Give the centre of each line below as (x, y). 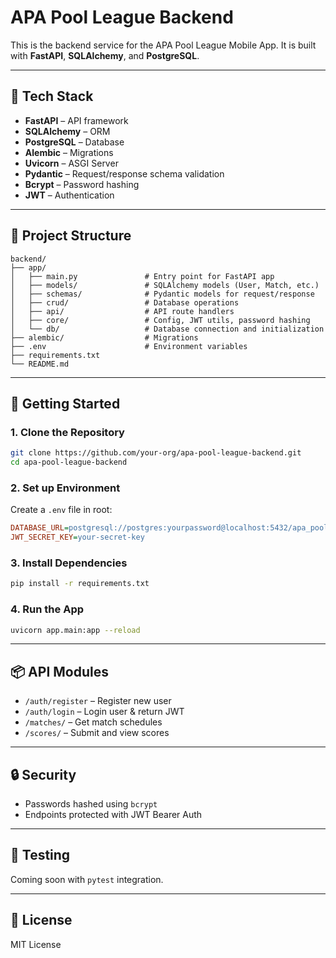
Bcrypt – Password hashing (82, 184)
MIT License (36, 944)
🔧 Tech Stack (52, 96)
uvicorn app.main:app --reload (75, 630)
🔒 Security (43, 774)
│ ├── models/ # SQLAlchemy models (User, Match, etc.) (165, 285)
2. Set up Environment (65, 488)
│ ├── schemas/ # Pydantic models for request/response (162, 294)
